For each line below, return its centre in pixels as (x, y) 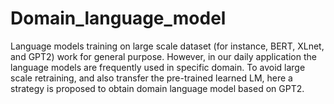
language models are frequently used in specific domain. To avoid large (158, 67)
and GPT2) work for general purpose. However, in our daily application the (163, 56)
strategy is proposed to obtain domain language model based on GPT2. (157, 88)
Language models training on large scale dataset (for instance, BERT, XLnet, (167, 46)
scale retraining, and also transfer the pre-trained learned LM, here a (151, 78)
